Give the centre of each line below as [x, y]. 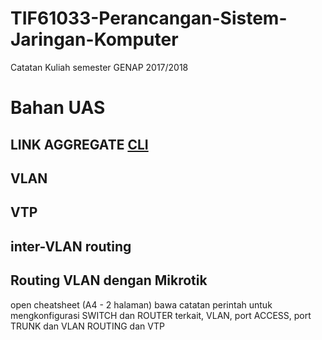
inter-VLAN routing [71, 246]
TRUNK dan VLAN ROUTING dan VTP [87, 326]
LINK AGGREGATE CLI [79, 144]
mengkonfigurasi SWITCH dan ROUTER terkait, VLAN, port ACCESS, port [161, 315]
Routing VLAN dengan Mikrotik [109, 280]
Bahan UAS [58, 108]
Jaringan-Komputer [94, 39]
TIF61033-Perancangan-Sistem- [149, 18]
